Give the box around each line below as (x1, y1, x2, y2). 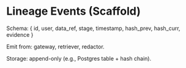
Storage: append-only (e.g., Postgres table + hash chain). (6, 55, 152, 62)
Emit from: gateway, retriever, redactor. (6, 43, 105, 50)
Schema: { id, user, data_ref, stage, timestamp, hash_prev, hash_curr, (6, 25, 180, 32)
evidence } (6, 31, 34, 38)
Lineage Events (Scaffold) (6, 4, 141, 18)
